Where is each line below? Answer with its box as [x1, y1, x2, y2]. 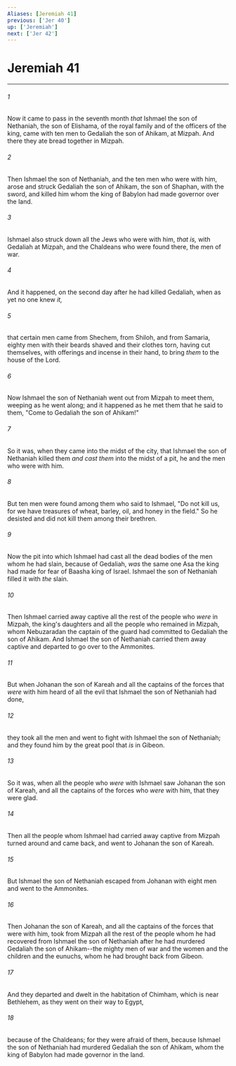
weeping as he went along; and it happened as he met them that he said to [7, 401, 223, 410]
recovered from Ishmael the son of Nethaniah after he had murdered [7, 937, 205, 946]
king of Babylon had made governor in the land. [7, 1050, 145, 1059]
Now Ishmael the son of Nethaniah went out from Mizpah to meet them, [7, 393, 214, 402]
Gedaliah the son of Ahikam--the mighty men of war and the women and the [7, 944, 228, 953]
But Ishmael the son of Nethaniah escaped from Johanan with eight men [7, 877, 217, 885]
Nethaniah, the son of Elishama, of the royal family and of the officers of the [7, 122, 227, 130]
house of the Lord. [7, 356, 61, 364]
